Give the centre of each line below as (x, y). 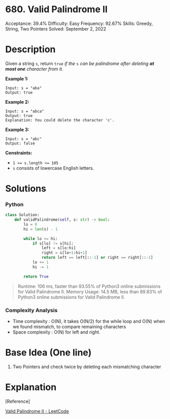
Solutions (26, 189)
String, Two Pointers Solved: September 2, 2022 (56, 28)
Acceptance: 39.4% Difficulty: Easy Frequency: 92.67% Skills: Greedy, (79, 23)
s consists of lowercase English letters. (53, 168)
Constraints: (19, 153)
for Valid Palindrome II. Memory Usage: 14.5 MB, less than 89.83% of (90, 291)
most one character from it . (34, 69)
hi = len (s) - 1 (41, 229)
